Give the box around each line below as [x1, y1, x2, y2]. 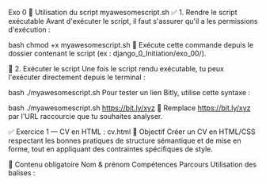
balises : [8, 168, 36, 178]
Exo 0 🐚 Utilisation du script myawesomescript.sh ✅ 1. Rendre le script [8, 8, 237, 17]
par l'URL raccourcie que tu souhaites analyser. [8, 112, 163, 121]
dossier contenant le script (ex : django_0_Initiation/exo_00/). [8, 48, 207, 58]
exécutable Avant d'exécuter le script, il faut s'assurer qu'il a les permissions [8, 17, 258, 25]
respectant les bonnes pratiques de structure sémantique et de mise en [8, 136, 241, 145]
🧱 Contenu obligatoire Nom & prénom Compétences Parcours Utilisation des [8, 159, 257, 169]
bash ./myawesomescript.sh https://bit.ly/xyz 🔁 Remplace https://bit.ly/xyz [8, 103, 251, 113]
